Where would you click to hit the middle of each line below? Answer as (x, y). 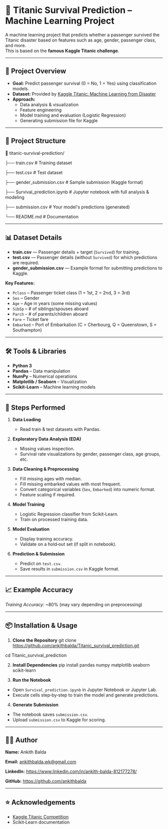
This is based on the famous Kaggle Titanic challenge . (62, 51)
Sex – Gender (26, 298)
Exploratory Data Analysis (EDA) (47, 439)
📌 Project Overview (36, 71)
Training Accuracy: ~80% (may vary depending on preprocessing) (74, 604)
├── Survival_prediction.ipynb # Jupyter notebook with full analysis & (77, 192)
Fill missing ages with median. (51, 479)
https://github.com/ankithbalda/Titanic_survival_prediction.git (76, 645)
